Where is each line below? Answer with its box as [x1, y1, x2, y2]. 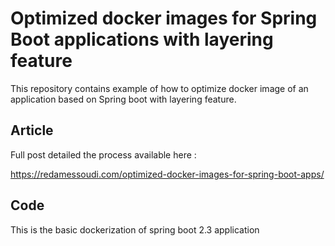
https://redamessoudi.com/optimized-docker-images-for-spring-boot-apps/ [10, 168, 325, 180]
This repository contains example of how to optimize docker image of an [10, 82, 309, 94]
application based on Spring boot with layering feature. [10, 93, 237, 105]
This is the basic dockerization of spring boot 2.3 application [10, 223, 260, 236]
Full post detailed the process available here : [10, 148, 197, 161]
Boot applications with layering [10, 28, 274, 51]
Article [10, 122, 54, 139]
